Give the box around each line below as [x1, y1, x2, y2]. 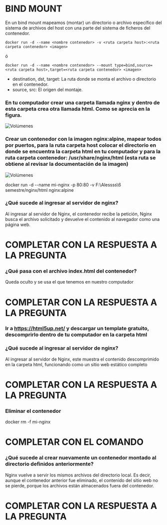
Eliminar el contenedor [5, 407, 61, 414]
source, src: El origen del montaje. [12, 86, 83, 93]
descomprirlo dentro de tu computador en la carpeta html [5, 331, 148, 338]
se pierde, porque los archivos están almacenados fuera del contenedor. [5, 482, 155, 488]
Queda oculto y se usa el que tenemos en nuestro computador [5, 279, 134, 285]
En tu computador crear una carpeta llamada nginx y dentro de [5, 99, 160, 106]
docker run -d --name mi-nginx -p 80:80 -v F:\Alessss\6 [5, 181, 121, 188]
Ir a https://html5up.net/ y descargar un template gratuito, [5, 325, 149, 332]
